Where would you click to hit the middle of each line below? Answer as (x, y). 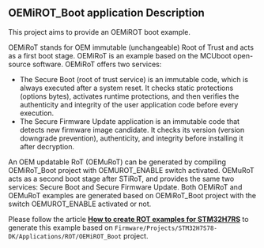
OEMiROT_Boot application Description (107, 13)
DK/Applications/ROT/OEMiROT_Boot (65, 236)
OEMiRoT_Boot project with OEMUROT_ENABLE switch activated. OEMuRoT (131, 170)
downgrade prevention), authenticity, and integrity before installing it (131, 138)
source (20, 64)
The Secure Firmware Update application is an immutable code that (129, 121)
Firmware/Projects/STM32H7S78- (166, 228)
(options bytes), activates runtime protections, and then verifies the (129, 96)
